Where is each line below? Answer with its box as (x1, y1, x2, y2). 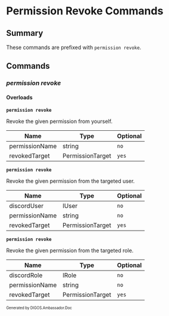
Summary (6, 28, 43, 38)
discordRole (9, 271, 43, 279)
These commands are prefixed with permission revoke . (6, 44, 142, 51)
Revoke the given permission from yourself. (6, 118, 113, 125)
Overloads (6, 94, 33, 101)
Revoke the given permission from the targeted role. (6, 247, 134, 254)
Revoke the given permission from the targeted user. (6, 177, 135, 185)
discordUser (9, 201, 44, 210)
